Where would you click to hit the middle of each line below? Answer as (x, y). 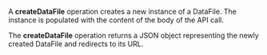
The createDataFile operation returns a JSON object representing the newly (134, 35)
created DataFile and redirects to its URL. (76, 44)
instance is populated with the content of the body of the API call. (116, 20)
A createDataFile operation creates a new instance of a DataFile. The (123, 12)
